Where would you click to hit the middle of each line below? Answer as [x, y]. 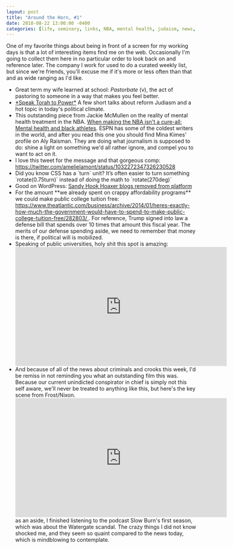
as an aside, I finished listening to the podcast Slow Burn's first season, [104, 521]
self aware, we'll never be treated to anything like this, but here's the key [105, 389]
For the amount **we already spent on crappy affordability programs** [103, 193]
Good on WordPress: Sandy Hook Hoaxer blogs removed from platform [103, 186]
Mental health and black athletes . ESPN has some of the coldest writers [104, 128]
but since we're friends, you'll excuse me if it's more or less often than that [99, 72]
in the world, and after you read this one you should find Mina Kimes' [101, 135]
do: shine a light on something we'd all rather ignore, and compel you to [104, 148]
